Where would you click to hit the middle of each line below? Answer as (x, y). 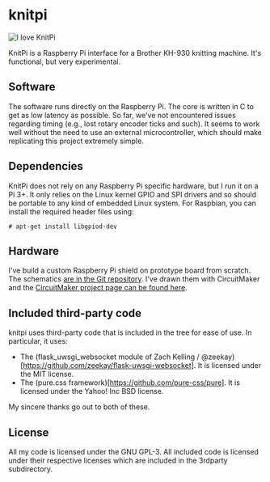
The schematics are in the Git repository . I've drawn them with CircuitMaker (134, 279)
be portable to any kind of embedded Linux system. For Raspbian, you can (133, 203)
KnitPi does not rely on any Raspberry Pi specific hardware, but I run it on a (133, 186)
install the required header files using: (72, 211)
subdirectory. (31, 469)
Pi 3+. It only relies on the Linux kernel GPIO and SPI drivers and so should (133, 194)
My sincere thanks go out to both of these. (79, 407)
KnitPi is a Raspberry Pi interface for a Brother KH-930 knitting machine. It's (135, 53)
